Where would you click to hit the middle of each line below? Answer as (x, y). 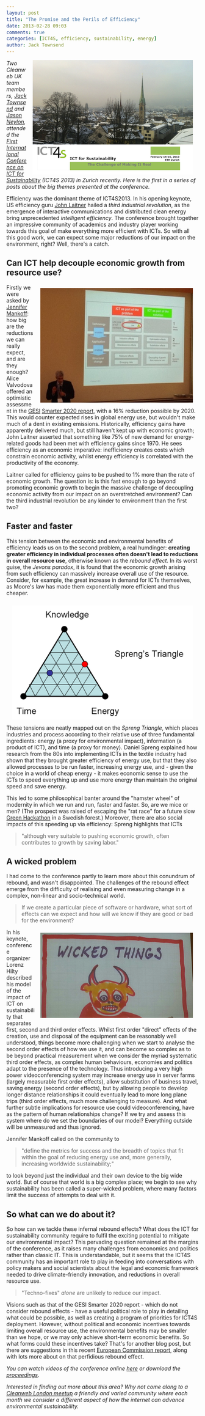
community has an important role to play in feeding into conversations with (100, 1261)
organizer (18, 958)
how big (16, 320)
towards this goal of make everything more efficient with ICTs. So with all (98, 231)
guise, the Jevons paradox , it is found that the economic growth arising (96, 567)
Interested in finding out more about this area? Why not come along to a (97, 1387)
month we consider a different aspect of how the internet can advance (95, 1400)
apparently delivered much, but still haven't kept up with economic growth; (100, 430)
